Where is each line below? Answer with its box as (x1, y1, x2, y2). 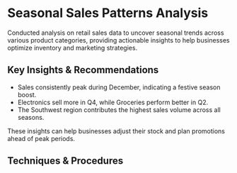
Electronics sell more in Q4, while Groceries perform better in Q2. (17, 98, 209, 106)
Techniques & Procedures (7, 155, 124, 167)
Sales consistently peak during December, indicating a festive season (17, 83, 221, 91)
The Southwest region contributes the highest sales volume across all (17, 105, 221, 114)
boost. (17, 90, 37, 99)
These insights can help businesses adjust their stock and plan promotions (7, 126, 225, 135)
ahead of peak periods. (7, 134, 76, 143)
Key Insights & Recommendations (7, 64, 159, 76)
